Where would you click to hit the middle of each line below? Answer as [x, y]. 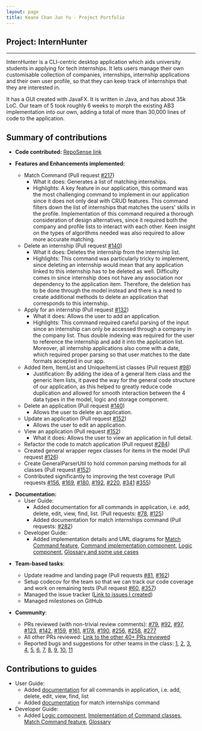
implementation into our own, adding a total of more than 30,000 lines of [96, 112]
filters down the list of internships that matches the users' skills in [114, 207]
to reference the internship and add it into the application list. [109, 342]
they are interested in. [33, 87]
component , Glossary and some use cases [86, 552]
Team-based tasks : [40, 563]
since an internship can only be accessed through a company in [112, 329]
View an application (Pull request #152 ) [72, 431]
